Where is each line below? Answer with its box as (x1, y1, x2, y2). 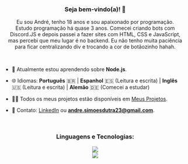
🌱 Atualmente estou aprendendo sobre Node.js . (11, 66, 127, 73)
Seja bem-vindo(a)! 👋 (64, 5, 126, 13)
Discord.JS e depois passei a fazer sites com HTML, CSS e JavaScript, (9, 31, 181, 38)
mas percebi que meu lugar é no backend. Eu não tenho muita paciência (8, 37, 183, 44)
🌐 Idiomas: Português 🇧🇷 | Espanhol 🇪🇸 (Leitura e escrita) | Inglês (11, 77, 178, 84)
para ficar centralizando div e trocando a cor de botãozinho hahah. (14, 43, 176, 50)
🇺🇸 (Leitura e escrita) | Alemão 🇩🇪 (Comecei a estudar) (11, 84, 150, 91)
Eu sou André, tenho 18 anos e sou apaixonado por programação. (16, 19, 174, 26)
